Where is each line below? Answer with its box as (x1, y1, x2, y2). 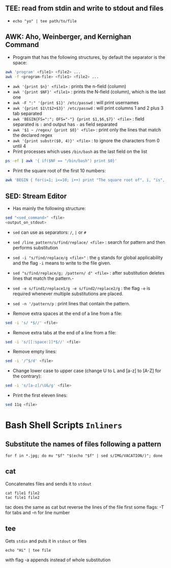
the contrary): (12, 373, 42, 379)
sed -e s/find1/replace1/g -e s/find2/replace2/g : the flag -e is (12, 285, 151, 291)
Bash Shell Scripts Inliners (5, 419, 123, 431)
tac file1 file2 (5, 495, 40, 500)
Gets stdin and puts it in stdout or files (5, 538, 87, 544)
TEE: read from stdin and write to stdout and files (5, 4, 164, 13)
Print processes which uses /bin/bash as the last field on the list (12, 148, 148, 155)
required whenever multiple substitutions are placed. (12, 290, 124, 297)
